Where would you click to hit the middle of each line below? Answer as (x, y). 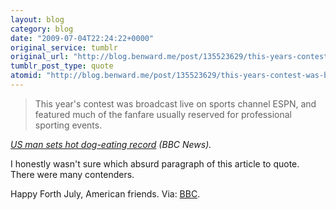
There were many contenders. (72, 174)
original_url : (40, 57)
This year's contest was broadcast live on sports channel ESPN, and (175, 103)
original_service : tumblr (64, 47)
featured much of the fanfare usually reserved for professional (163, 114)
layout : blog (37, 19)
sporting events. (68, 125)
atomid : (26, 76)
